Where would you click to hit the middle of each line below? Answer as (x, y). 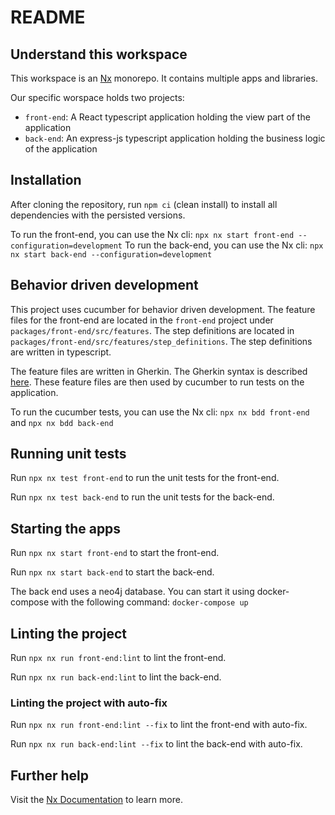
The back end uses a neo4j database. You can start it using (132, 592)
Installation (46, 180)
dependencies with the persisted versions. (98, 215)
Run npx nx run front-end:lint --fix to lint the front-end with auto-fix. (159, 725)
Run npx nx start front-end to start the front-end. (115, 553)
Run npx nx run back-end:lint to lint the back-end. (116, 677)
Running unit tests (68, 454)
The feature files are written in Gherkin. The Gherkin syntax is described (159, 371)
